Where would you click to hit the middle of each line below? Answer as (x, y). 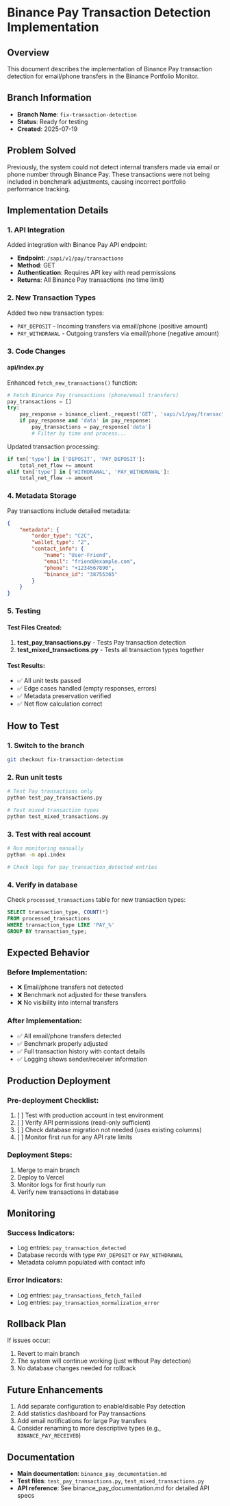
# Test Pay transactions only (50, 791)
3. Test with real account (49, 834)
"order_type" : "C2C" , (63, 536)
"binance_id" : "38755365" (80, 574)
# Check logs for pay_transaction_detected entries (82, 867)
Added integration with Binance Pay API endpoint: (77, 245)
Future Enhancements (55, 1390)
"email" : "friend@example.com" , (90, 561)
